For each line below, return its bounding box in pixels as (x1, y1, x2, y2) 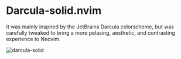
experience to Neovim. (6, 35, 61, 42)
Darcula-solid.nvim (6, 4, 101, 17)
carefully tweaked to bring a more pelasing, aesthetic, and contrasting (6, 29, 176, 36)
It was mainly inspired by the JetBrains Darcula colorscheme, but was (6, 23, 175, 30)
